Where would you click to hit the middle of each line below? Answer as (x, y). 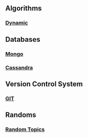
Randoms (21, 115)
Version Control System (44, 84)
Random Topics (25, 129)
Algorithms (24, 8)
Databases (23, 39)
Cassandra (19, 67)
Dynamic (17, 23)
